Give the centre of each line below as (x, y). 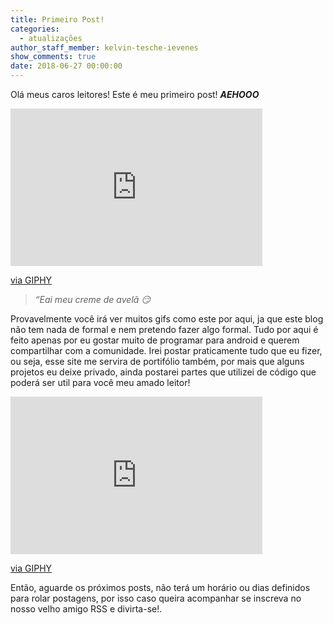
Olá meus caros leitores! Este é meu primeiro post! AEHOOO (135, 94)
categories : (35, 29)
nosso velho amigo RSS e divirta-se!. (86, 609)
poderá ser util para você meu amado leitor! (100, 382)
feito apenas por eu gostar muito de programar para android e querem (155, 340)
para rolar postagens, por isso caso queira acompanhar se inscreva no (156, 598)
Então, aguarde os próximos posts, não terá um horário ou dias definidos (160, 587)
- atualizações (51, 38)
